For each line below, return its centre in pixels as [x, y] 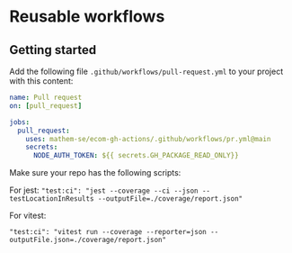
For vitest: [28, 216]
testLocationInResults [52, 199]
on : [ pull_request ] [46, 105]
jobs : [19, 122]
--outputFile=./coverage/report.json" [170, 199]
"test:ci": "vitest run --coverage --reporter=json [108, 232]
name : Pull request [46, 97]
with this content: [41, 81]
